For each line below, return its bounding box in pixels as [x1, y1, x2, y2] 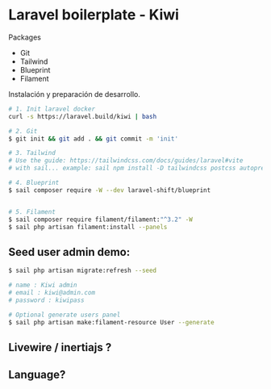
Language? [8, 368, 66, 382]
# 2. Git [8, 127, 38, 135]
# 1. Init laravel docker [8, 105, 95, 113]
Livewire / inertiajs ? [8, 341, 112, 354]
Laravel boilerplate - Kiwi [8, 6, 180, 24]
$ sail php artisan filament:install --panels [8, 223, 168, 231]
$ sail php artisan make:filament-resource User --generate [8, 318, 215, 326]
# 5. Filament [8, 207, 56, 215]
